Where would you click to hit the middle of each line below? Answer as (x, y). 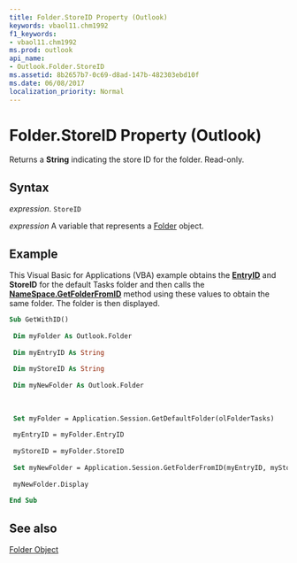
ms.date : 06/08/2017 (47, 83)
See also (33, 528)
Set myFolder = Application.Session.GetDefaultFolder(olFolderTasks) (144, 418)
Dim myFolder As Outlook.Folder (72, 336)
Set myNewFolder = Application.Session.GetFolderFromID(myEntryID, (140, 467)
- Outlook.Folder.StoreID (57, 67)
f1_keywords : (33, 34)
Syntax (29, 187)
